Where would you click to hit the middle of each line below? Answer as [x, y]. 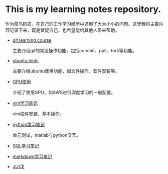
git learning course [32, 40]
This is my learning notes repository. [83, 9]
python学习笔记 [29, 124]
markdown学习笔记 [32, 156]
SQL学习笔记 [26, 146]
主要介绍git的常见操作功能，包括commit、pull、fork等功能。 [74, 50]
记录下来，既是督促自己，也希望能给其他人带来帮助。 [64, 30]
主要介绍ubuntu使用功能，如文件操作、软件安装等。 [66, 71]
